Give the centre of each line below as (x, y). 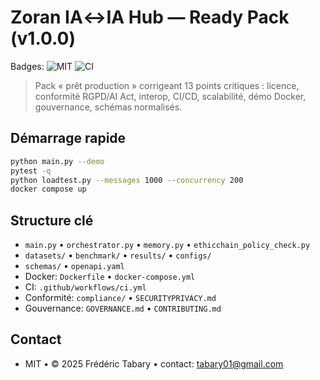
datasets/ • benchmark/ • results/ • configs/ (118, 255)
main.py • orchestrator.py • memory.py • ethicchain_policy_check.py (167, 245)
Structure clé (52, 220)
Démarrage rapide (68, 138)
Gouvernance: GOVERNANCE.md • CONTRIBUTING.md (123, 308)
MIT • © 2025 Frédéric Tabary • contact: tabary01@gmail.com (154, 363)
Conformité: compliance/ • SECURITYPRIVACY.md (120, 298)
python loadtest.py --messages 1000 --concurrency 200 (127, 180)
